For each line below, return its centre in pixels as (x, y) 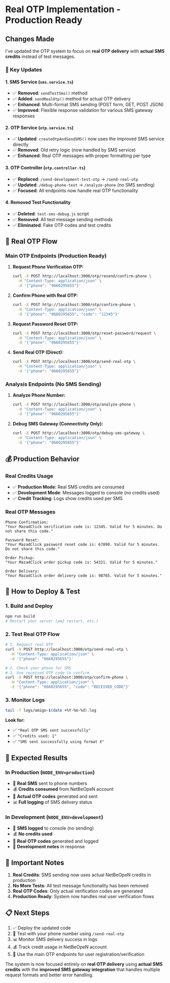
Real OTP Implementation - (63, 9)
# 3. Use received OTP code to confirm (47, 673)
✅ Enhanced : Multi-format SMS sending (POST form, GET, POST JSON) (88, 105)
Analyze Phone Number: (39, 395)
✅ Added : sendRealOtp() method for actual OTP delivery (72, 99)
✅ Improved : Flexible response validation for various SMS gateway (83, 110)
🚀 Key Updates (24, 70)
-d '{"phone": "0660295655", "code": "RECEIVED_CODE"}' (70, 687)
